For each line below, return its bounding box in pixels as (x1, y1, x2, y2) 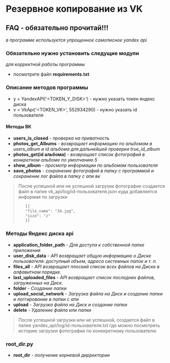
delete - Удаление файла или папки (13, 307, 92, 313)
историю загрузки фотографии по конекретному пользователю (18, 328, 157, 334)
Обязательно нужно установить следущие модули (6, 50, 139, 57)
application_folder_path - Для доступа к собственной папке (13, 241, 145, 248)
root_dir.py (6, 341, 34, 348)
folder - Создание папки (13, 285, 67, 291)
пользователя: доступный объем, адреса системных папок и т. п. (13, 258, 157, 264)
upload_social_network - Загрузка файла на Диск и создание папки (13, 290, 163, 297)
